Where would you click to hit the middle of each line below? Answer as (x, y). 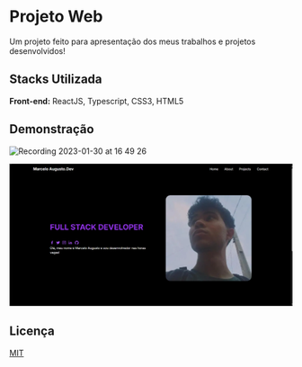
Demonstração (52, 129)
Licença (32, 331)
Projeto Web (56, 17)
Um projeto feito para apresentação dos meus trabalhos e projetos (133, 41)
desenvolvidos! (37, 50)
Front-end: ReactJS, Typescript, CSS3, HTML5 (97, 101)
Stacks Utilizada (56, 80)
